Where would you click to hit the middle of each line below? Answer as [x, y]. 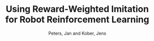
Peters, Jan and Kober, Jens [77, 33]
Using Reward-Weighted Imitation [77, 9]
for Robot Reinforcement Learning [77, 20]
